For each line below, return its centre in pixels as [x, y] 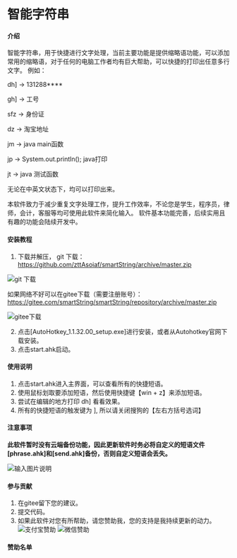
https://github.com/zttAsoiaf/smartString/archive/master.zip [104, 264]
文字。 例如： [27, 71]
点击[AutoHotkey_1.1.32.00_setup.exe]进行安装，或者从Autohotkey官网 [119, 331]
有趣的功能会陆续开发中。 [44, 222]
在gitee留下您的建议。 [50, 503]
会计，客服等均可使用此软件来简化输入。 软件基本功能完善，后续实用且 [122, 213]
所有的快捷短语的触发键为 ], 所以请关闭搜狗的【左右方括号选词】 [111, 410]
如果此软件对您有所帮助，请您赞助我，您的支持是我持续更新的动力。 [116, 521]
